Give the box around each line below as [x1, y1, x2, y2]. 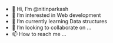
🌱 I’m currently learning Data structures [11, 18, 108, 24]
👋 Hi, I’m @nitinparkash [11, 6, 69, 12]
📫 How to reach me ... [11, 31, 67, 37]
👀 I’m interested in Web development [11, 12, 101, 19]
